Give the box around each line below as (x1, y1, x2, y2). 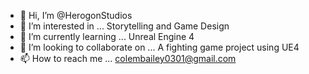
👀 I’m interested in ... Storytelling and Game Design (19, 20, 230, 32)
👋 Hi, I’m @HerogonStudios (19, 10, 133, 21)
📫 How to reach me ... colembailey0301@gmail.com (19, 53, 237, 64)
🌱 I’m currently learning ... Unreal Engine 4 (19, 31, 195, 42)
